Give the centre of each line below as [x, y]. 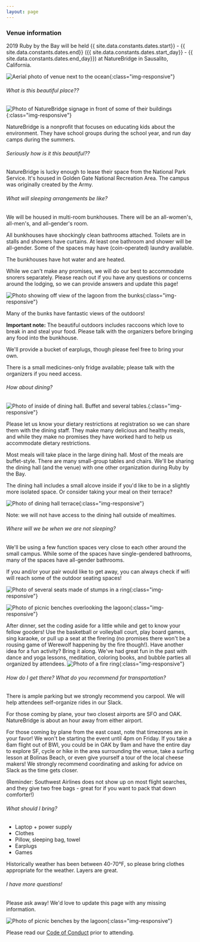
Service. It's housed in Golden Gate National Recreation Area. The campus [98, 178]
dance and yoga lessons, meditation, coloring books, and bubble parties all [99, 657]
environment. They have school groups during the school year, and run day [99, 133]
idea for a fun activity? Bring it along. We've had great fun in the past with [97, 651]
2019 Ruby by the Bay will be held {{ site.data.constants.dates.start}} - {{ [96, 46]
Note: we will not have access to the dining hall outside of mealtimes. [91, 515]
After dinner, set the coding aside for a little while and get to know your [93, 625]
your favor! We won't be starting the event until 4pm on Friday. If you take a [99, 739]
